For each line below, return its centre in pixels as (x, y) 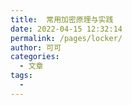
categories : (35, 57)
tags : (21, 76)
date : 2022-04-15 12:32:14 (66, 29)
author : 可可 (36, 47)
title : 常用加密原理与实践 (62, 19)
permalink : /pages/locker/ (66, 38)
